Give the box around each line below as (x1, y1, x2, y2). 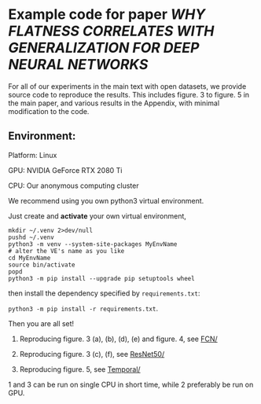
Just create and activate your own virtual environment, (8, 211, 187, 221)
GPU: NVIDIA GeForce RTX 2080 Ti (8, 165, 123, 174)
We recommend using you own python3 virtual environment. (8, 196, 204, 205)
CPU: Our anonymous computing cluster (8, 181, 139, 190)
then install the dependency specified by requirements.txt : (8, 288, 200, 298)
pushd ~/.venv (8, 233, 55, 241)
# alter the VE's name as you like (8, 247, 125, 255)
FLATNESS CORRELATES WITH (8, 22, 215, 40)
